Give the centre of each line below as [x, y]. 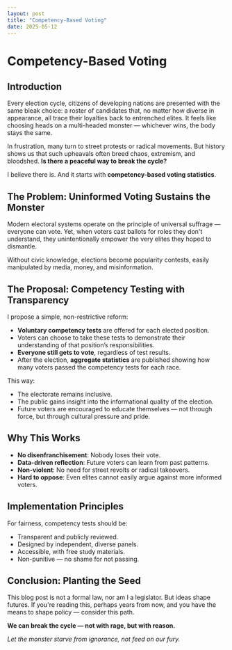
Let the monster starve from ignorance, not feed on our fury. [94, 639]
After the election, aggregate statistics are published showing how [114, 360]
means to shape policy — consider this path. [71, 612]
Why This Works [44, 438]
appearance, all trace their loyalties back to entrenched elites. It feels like [112, 118]
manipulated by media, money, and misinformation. [81, 267]
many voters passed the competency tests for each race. [99, 367]
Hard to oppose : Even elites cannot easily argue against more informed [119, 477]
